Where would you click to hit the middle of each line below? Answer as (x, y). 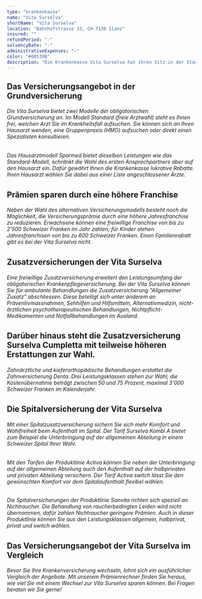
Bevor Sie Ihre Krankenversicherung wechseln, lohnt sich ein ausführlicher (99, 570)
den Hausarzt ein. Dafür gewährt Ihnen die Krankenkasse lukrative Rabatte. (101, 168)
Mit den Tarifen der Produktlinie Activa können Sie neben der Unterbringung (101, 462)
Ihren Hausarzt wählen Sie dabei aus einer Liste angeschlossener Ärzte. (96, 174)
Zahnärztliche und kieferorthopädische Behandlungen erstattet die (90, 370)
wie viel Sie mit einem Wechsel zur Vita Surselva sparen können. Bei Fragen (101, 583)
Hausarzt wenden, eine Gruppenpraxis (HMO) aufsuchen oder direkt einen (99, 131)
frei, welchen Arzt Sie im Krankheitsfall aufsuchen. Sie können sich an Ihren (100, 124)
